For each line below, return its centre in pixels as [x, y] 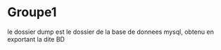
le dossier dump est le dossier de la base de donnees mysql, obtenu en [111, 32]
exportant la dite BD [36, 39]
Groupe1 [32, 12]
